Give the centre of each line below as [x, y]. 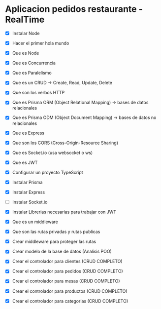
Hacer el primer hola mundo [41, 43]
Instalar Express [29, 192]
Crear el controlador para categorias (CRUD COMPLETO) [70, 301]
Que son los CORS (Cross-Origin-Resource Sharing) [65, 143]
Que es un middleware [35, 222]
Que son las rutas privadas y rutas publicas [56, 232]
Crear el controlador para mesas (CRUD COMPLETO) [66, 281]
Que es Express [28, 133]
